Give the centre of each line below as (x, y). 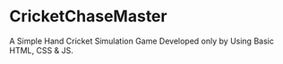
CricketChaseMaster (88, 16)
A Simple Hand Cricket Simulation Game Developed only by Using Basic (142, 41)
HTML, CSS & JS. (42, 50)
